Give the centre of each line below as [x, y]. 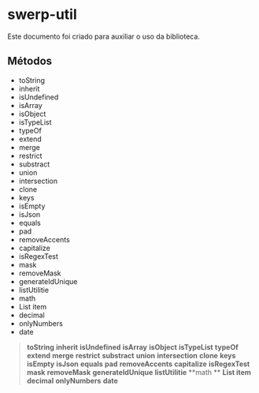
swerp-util [42, 15]
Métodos [30, 61]
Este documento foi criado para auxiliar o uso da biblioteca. [104, 36]
